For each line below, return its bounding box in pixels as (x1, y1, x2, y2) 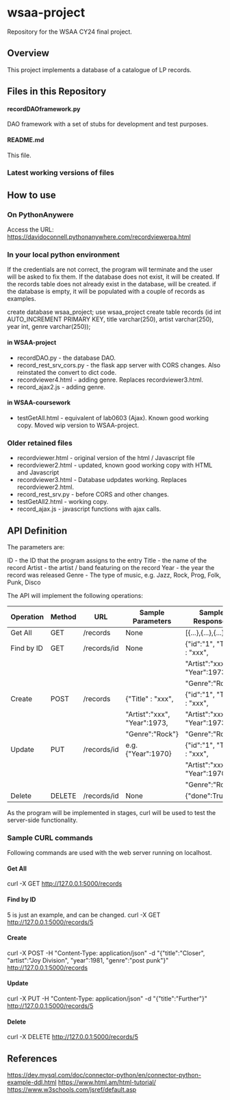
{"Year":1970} (125, 748, 172, 758)
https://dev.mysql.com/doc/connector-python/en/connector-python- (7, 1071, 202, 1079)
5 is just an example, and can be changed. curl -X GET (7, 910, 161, 919)
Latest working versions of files (7, 168, 114, 178)
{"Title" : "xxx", (125, 694, 174, 703)
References (7, 1053, 57, 1064)
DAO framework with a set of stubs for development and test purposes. (7, 120, 209, 128)
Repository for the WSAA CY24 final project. (7, 27, 132, 36)
